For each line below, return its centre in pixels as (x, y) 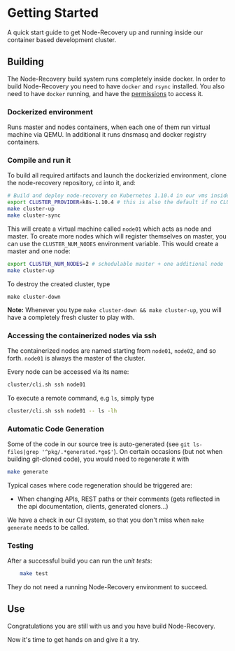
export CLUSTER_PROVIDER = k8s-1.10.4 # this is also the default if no (112, 202)
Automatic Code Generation (56, 429)
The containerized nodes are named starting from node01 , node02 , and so (112, 350)
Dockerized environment (50, 112)
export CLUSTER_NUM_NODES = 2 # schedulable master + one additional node (115, 264)
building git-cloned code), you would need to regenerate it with (98, 459)
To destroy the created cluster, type (59, 284)
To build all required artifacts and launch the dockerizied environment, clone (117, 175)
